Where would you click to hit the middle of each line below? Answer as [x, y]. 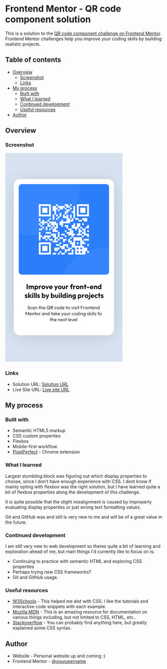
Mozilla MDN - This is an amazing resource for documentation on [80, 612]
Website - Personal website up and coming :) [59, 656]
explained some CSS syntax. [42, 628]
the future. [16, 522]
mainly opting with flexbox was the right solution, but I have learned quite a [83, 486]
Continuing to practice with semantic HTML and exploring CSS [77, 561]
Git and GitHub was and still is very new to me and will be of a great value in [84, 517]
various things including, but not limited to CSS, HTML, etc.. [74, 617]
